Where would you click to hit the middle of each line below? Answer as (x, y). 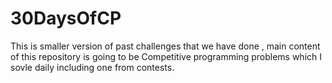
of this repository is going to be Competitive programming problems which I (166, 56)
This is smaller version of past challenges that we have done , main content (165, 46)
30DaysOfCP (66, 18)
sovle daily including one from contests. (92, 67)
